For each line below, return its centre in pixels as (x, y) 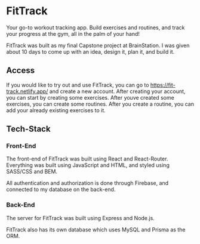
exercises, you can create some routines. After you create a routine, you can (100, 104)
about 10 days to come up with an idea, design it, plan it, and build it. (90, 51)
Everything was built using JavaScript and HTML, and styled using (88, 165)
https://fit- (163, 85)
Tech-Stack (28, 129)
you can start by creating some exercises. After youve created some (90, 97)
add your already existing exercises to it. (56, 110)
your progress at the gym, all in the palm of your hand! (73, 33)
